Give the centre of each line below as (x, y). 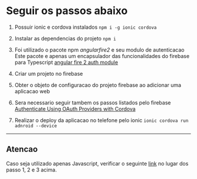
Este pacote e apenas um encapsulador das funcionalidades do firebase (102, 56)
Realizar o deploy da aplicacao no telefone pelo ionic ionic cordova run (101, 120)
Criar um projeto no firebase (49, 73)
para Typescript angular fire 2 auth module (66, 62)
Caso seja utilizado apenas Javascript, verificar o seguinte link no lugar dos (97, 163)
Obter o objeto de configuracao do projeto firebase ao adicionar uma (98, 85)
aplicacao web (32, 91)
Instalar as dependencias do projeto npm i (65, 38)
